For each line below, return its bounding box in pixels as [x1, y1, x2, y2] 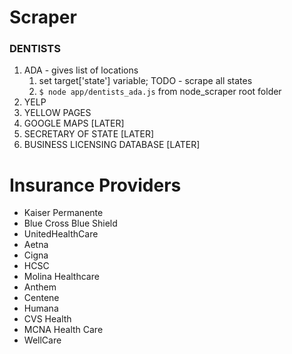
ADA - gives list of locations [23, 64, 139, 76]
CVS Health [23, 313, 72, 325]
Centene [23, 292, 60, 304]
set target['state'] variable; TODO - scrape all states [38, 75, 253, 87]
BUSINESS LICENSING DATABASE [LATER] [23, 139, 201, 151]
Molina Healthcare [23, 271, 100, 283]
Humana [23, 302, 59, 315]
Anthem [23, 281, 57, 293]
